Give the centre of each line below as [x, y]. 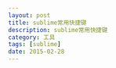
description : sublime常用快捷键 [58, 30]
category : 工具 [32, 37]
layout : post [29, 15]
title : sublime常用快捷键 [47, 23]
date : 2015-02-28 [36, 52]
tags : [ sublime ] [34, 45]
